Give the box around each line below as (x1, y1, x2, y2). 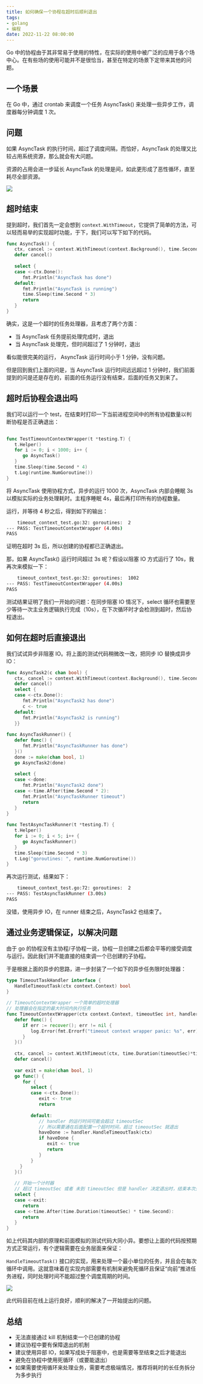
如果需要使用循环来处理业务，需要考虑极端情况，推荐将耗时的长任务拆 (14, 1363, 190, 1371)
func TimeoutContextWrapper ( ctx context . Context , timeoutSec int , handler (6, 1011, 199, 1017)
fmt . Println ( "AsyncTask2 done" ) (22, 783, 104, 789)
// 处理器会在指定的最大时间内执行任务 (6, 1006, 91, 1012)
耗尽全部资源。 (6, 173, 43, 180)
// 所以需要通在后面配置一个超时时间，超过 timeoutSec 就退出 (38, 1124, 178, 1130)
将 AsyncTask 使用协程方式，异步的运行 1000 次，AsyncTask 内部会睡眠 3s (6, 487, 193, 494)
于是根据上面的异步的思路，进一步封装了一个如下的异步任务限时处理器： (6, 965, 186, 972)
